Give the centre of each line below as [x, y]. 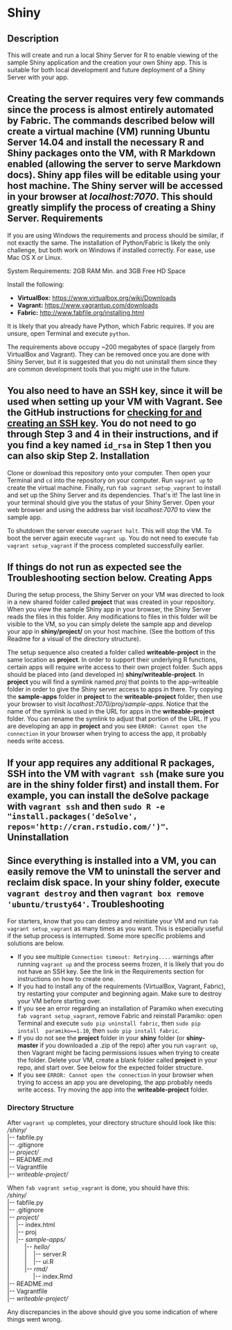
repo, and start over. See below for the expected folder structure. [110, 1067]
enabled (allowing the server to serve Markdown [114, 164]
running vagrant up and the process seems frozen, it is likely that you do [121, 964]
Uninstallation [38, 837]
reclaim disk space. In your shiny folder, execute [114, 883]
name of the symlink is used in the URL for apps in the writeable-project [111, 712]
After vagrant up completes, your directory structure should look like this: [112, 1122]
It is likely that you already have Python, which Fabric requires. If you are [111, 326]
